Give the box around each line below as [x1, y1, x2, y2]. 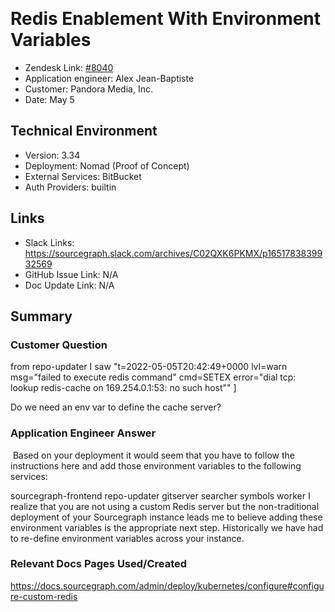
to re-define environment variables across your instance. [10, 532, 245, 544]
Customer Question [10, 338, 108, 352]
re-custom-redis [10, 590, 78, 602]
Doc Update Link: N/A [24, 279, 115, 291]
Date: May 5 [24, 93, 75, 105]
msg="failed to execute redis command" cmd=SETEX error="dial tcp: [10, 371, 297, 383]
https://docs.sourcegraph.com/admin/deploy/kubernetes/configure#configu [10, 579, 325, 592]
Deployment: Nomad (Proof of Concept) [24, 159, 190, 172]
